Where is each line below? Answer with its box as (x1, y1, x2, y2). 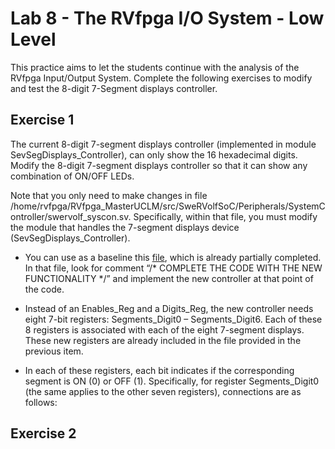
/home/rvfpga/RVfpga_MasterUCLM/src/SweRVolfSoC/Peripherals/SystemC (10, 200, 326, 212)
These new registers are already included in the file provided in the (24, 334, 302, 346)
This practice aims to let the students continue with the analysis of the (10, 61, 300, 73)
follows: (24, 396, 58, 408)
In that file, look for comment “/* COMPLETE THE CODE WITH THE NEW (24, 262, 323, 274)
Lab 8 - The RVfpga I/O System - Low (10, 7, 325, 30)
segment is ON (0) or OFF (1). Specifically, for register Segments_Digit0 (24, 375, 320, 387)
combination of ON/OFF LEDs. (10, 170, 135, 182)
